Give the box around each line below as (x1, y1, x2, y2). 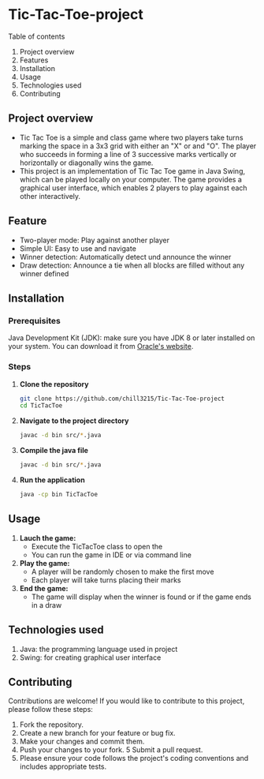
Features (19, 55, 49, 65)
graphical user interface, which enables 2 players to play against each (19, 183, 247, 193)
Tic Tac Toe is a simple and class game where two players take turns (19, 133, 244, 142)
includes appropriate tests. (19, 762, 107, 771)
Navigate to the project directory (19, 416, 129, 425)
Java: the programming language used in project (19, 644, 178, 654)
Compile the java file (19, 446, 89, 455)
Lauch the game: (19, 533, 76, 542)
